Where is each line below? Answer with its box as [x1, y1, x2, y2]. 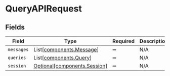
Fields [5, 23, 25, 31]
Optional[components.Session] [33, 62, 108, 69]
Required [112, 38, 135, 44]
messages [8, 47, 29, 52]
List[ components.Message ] [33, 46, 99, 53]
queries [8, 55, 26, 60]
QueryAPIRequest [5, 3, 82, 14]
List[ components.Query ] [33, 54, 92, 61]
